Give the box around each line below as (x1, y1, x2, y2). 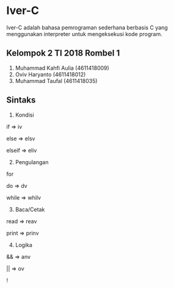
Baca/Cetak (15, 206, 45, 213)
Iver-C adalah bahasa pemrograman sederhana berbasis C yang (6, 24, 168, 31)
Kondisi (15, 111, 35, 118)
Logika (15, 241, 32, 248)
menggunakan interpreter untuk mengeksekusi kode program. (6, 30, 163, 37)
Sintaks (6, 95, 36, 106)
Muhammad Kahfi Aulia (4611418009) (15, 64, 110, 71)
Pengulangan (15, 158, 49, 165)
